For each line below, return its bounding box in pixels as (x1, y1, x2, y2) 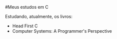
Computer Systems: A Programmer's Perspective (12, 28, 112, 34)
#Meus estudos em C (5, 4, 49, 10)
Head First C (12, 23, 38, 29)
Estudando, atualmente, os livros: (5, 14, 73, 19)
